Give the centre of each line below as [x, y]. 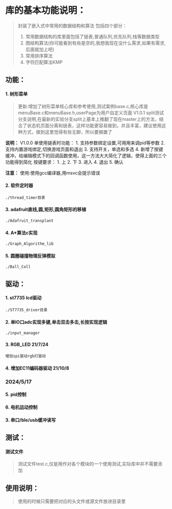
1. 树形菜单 [17, 94]
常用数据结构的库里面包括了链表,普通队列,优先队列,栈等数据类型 [92, 36]
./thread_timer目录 [25, 198]
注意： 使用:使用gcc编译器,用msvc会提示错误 [53, 173]
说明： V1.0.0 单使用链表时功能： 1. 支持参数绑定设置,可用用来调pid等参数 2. [85, 143]
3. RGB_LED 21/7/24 [27, 344]
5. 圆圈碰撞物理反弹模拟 [30, 256]
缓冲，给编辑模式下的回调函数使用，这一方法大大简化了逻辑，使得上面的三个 [86, 155]
